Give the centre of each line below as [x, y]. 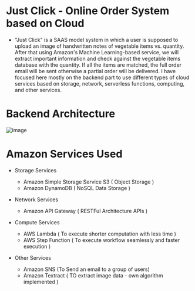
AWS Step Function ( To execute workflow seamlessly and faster [102, 240]
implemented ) [41, 282]
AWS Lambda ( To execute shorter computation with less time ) [100, 234]
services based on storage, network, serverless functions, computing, [100, 83]
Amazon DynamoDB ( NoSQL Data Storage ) [77, 188]
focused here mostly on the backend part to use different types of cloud [102, 77]
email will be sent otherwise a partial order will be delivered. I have [95, 71]
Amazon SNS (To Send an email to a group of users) [86, 269]
